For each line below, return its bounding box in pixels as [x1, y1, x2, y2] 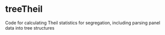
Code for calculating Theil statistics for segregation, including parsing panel [5, 20, 161, 26]
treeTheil [5, 3, 43, 15]
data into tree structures [5, 25, 55, 31]
